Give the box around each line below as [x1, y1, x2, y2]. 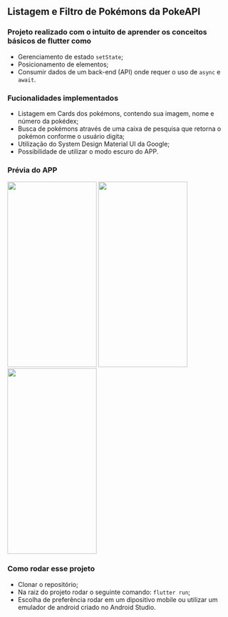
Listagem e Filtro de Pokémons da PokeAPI [7, 6, 201, 18]
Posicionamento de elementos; [17, 60, 109, 69]
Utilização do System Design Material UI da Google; [17, 139, 170, 148]
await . [17, 75, 36, 84]
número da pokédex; [17, 117, 79, 125]
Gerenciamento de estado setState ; [17, 52, 123, 61]
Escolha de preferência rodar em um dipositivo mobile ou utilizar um [17, 595, 219, 603]
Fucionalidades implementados [7, 93, 119, 103]
